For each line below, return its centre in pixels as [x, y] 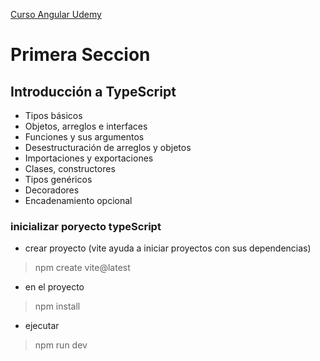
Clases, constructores [70, 168]
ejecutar [42, 326]
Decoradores [52, 190]
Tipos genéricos [58, 179]
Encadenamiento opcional [78, 200]
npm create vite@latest [82, 268]
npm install [57, 306]
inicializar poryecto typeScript [86, 226]
